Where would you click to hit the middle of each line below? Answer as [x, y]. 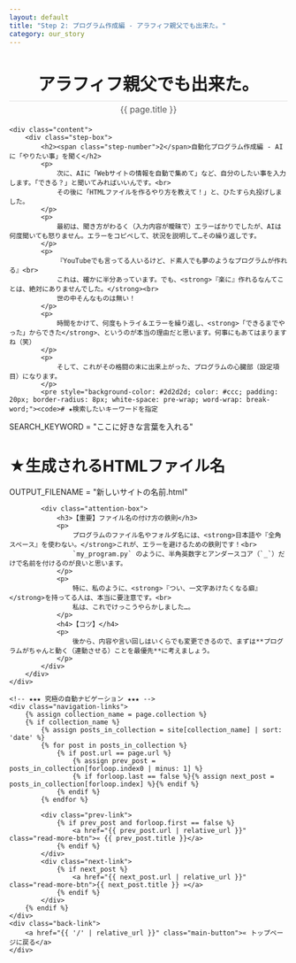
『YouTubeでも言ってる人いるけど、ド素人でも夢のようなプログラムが [165, 261]
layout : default [39, 17]
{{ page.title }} [148, 110]
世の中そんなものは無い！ [96, 299]
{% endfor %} [65, 800]
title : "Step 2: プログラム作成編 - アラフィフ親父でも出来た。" [118, 26]
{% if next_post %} [92, 870]
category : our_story [47, 34]
